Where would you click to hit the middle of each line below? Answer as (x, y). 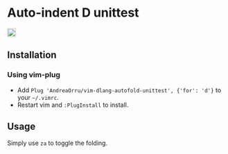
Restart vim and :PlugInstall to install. (73, 105)
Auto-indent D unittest (73, 13)
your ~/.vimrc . (38, 97)
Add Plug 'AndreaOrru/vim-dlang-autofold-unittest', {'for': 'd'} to (119, 90)
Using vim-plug (34, 75)
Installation (32, 55)
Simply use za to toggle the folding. (58, 143)
